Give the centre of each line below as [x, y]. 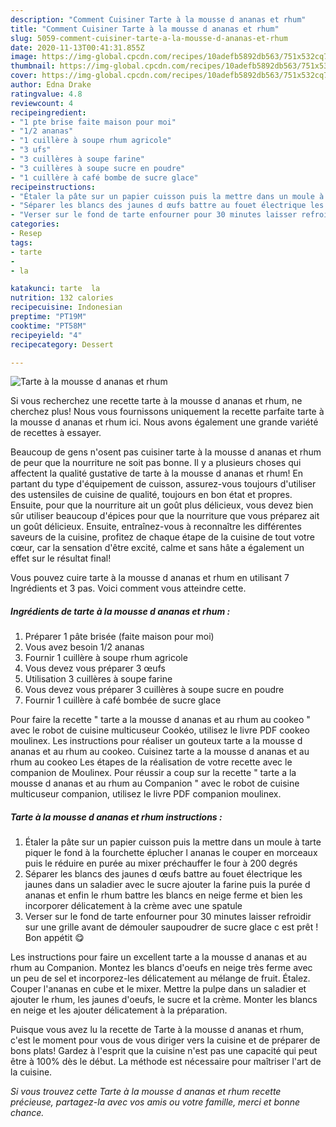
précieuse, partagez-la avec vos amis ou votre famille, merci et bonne [155, 1102]
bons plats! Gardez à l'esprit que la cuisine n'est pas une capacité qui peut [164, 1051]
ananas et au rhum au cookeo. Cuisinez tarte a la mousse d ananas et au [160, 752]
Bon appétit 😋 [54, 938]
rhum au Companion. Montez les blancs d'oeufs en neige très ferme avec [161, 968]
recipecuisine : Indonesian [66, 307]
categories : [35, 224]
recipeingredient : [48, 112]
